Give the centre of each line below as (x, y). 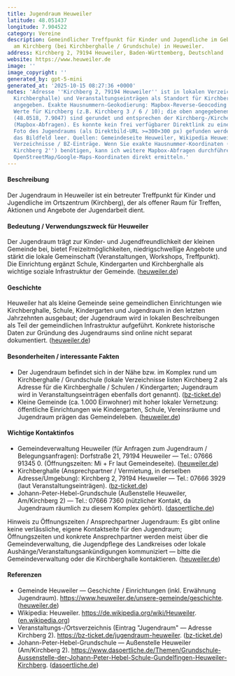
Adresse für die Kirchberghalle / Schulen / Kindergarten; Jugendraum (117, 387)
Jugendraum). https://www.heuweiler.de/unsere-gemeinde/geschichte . (120, 598)
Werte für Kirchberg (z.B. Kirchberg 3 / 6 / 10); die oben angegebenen (122, 111)
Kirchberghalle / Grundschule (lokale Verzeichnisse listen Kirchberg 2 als (122, 379)
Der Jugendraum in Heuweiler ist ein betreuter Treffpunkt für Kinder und (112, 195)
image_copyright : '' (37, 72)
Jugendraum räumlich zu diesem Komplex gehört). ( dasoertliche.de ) (116, 508)
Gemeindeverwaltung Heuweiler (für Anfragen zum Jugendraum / (112, 448)
